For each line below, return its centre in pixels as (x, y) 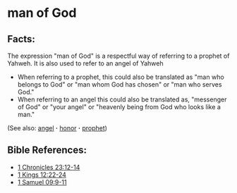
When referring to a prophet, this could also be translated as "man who (121, 77)
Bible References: (47, 150)
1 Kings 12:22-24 (42, 175)
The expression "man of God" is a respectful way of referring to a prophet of (119, 56)
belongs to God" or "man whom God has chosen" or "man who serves (120, 85)
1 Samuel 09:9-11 (42, 182)
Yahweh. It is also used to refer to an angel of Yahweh (85, 63)
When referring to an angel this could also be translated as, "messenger (122, 99)
